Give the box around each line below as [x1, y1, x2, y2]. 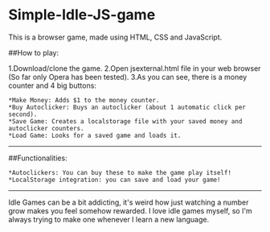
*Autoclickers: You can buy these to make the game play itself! [8, 168, 231, 176]
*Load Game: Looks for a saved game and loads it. [8, 131, 182, 139]
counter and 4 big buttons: [8, 81, 96, 90]
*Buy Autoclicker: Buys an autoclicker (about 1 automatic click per [8, 103, 247, 111]
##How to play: [8, 48, 59, 57]
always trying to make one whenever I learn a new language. [8, 214, 210, 224]
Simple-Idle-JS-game [8, 6, 156, 24]
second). [8, 110, 38, 118]
